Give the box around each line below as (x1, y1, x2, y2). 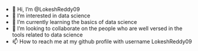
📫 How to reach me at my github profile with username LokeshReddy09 (11, 38, 192, 45)
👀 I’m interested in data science (11, 12, 91, 19)
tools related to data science (11, 31, 83, 38)
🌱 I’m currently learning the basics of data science (11, 19, 138, 25)
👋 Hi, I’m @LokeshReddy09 (11, 6, 80, 13)
